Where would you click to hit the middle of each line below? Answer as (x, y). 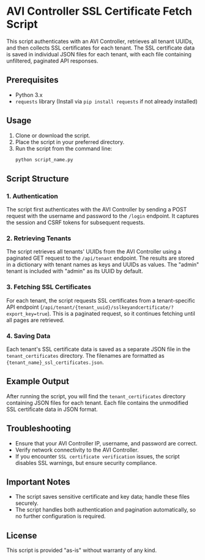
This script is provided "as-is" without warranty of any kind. (82, 550)
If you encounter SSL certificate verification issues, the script (97, 456)
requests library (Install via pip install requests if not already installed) (106, 101)
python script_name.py (44, 160)
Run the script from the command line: (64, 148)
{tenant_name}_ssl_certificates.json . (55, 362)
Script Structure (38, 179)
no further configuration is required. (60, 516)
